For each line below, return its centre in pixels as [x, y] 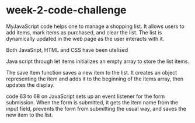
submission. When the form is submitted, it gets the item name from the [92, 102]
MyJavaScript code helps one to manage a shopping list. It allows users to [95, 26]
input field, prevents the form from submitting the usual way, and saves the [96, 108]
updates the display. [30, 85]
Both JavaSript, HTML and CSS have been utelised [67, 50]
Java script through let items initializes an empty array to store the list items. [98, 61]
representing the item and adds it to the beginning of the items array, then [95, 79]
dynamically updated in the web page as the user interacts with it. [85, 38]
